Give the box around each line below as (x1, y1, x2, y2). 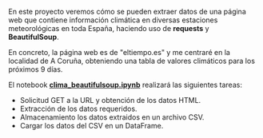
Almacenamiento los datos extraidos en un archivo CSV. (19, 112, 205, 122)
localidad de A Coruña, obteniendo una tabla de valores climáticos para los (8, 56, 256, 65)
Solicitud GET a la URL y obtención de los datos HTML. (19, 96, 201, 104)
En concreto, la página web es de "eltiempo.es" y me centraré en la (8, 48, 230, 57)
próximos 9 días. (8, 65, 63, 74)
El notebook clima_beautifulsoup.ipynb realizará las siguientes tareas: (8, 80, 242, 89)
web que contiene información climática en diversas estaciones (8, 15, 218, 25)
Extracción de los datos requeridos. (19, 104, 137, 113)
